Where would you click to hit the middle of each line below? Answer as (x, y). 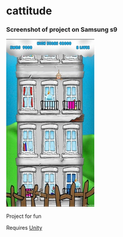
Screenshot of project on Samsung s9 (62, 30)
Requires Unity (24, 228)
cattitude (29, 11)
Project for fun (24, 216)
